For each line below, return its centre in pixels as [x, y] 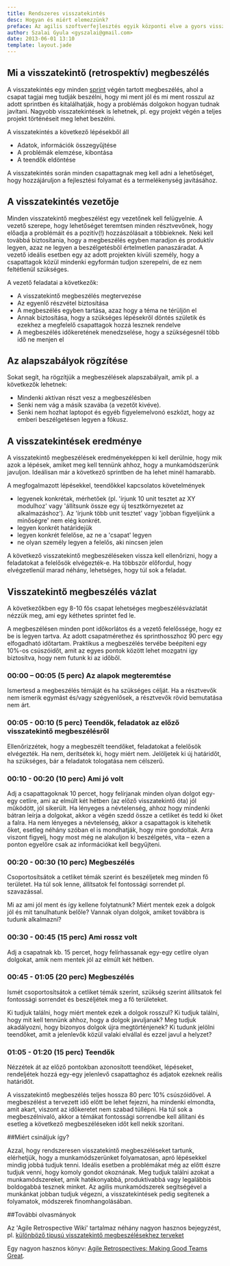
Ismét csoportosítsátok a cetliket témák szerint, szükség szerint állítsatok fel [114, 992]
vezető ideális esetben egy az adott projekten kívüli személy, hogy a [103, 255]
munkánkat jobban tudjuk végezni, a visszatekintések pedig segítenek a [108, 1194]
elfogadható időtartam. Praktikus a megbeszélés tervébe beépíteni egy [107, 644]
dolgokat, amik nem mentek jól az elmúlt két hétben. [81, 959]
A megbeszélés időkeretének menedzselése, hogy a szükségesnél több [118, 332]
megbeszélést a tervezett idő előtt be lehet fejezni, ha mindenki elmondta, [111, 1102]
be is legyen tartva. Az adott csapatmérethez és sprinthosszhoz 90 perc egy [115, 636]
